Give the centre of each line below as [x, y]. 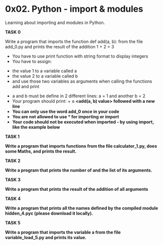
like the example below [36, 127]
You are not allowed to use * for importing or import [65, 116]
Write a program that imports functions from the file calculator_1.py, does [81, 146]
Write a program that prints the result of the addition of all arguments [77, 189]
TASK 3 [13, 179]
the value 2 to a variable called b [45, 76]
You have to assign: [32, 61]
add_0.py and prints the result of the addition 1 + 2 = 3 [59, 46]
